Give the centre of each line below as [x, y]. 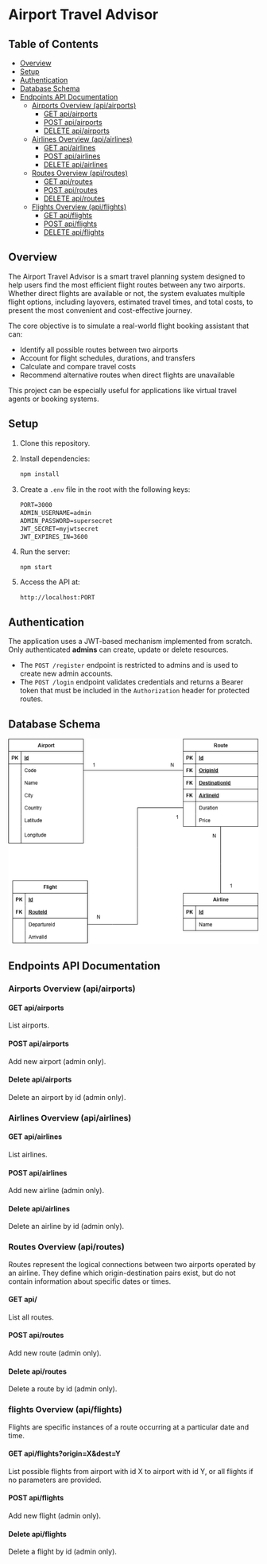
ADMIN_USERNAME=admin [55, 513]
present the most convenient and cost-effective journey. [101, 310]
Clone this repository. [55, 443]
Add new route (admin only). [55, 1353]
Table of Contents [54, 44]
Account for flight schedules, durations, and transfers [107, 358]
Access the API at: [50, 582]
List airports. [29, 1025]
